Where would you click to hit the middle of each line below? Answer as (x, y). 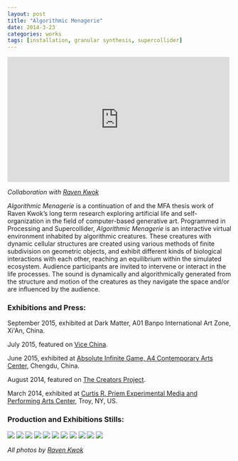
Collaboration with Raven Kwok (53, 192)
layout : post (27, 14)
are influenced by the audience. (54, 289)
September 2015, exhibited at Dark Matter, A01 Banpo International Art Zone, (119, 323)
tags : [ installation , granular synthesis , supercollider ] (95, 41)
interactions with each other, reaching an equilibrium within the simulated (114, 259)
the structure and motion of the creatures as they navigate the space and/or (118, 281)
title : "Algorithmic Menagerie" (55, 21)
